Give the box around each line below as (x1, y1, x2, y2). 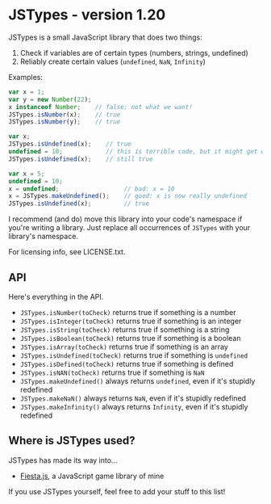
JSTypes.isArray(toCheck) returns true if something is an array (19, 342, 228, 351)
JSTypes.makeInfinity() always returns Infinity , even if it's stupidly (19, 402, 248, 411)
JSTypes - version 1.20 (8, 6, 166, 24)
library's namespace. (8, 232, 79, 241)
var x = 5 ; (8, 170, 45, 178)
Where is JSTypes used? (8, 434, 135, 447)
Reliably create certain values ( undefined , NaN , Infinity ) (19, 57, 206, 66)
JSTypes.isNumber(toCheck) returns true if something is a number (19, 308, 236, 317)
